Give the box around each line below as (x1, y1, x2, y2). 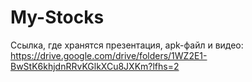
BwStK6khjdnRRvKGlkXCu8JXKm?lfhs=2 (10, 60, 180, 72)
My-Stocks (10, 6, 105, 29)
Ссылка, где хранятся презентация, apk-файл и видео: (10, 39, 244, 51)
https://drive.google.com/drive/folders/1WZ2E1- (10, 49, 208, 61)
